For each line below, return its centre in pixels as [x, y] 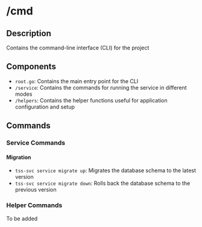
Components [31, 67]
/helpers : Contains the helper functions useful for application [91, 100]
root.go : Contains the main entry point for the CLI [77, 81]
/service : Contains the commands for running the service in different [101, 87]
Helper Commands [34, 205]
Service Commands [36, 143]
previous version [36, 190]
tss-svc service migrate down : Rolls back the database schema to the [103, 183]
